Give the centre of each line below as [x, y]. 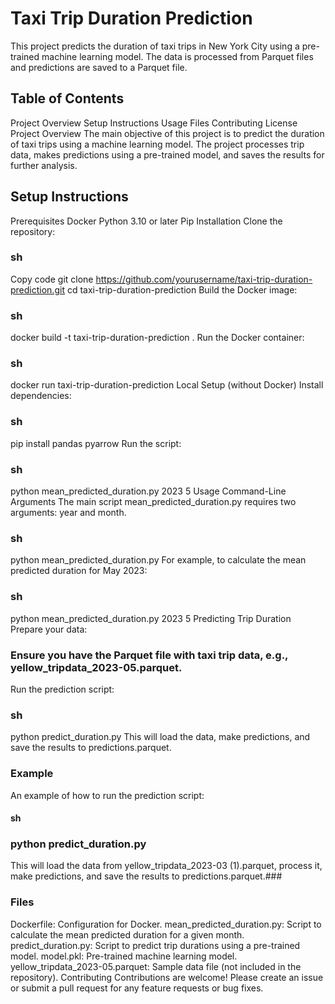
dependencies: [41, 396]
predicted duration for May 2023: [79, 571]
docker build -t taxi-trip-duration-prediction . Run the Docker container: [157, 338]
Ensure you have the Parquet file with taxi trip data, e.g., [149, 655]
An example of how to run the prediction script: [107, 795]
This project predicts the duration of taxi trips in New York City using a [155, 46]
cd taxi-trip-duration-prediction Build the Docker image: [182, 289]
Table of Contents [67, 98]
